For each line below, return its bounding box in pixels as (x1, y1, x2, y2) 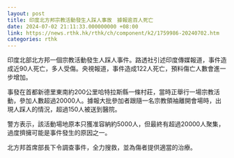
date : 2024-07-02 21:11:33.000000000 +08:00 (7, 23, 139, 30)
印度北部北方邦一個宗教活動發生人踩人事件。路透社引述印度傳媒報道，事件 (7, 56, 221, 64)
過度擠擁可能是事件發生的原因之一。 (7, 129, 111, 137)
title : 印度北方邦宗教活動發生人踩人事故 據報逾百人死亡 (7, 17, 154, 24)
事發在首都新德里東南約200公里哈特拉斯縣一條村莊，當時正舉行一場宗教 (7, 88, 214, 96)
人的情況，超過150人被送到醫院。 (25, 105, 121, 114)
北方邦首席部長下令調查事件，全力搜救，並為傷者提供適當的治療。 (7, 143, 196, 152)
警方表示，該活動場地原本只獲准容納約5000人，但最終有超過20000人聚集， (7, 120, 225, 128)
